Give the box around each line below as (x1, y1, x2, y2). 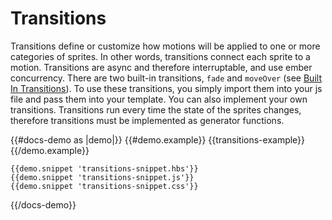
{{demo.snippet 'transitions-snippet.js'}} (10, 172, 195, 182)
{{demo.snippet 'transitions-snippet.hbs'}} (10, 163, 199, 174)
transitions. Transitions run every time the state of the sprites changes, (10, 103, 302, 116)
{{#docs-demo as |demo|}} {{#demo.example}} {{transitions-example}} (10, 133, 306, 146)
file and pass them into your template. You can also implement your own (10, 93, 308, 105)
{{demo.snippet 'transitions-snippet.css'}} (10, 181, 199, 191)
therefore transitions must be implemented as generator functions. (10, 114, 285, 126)
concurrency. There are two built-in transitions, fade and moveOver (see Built (10, 72, 322, 84)
